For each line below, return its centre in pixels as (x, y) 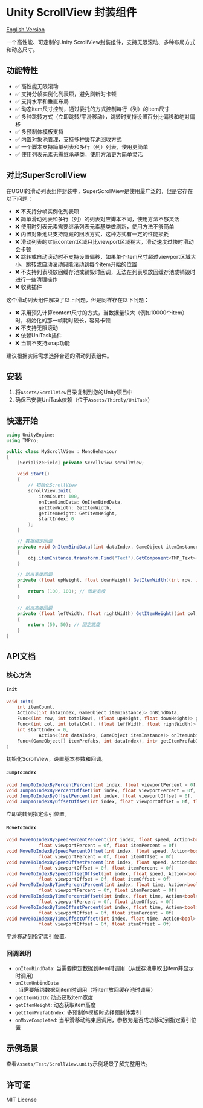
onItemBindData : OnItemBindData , (80, 502)
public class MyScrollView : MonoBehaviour (62, 451)
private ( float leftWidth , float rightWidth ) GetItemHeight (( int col (107, 614)
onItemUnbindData (37, 983)
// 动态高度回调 (35, 608)
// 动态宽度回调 (35, 575)
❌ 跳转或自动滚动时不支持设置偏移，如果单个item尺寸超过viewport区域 (103, 256)
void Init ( (20, 702)
